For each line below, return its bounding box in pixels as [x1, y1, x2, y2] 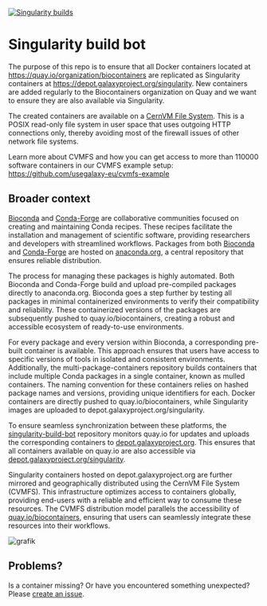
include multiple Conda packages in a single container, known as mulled [8, 371, 245, 380]
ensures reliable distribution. [8, 255, 102, 265]
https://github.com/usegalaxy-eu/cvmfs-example [8, 168, 170, 179]
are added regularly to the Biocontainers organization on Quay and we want [8, 87, 257, 96]
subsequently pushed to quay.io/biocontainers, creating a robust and [8, 313, 235, 323]
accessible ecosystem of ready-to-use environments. [8, 321, 185, 331]
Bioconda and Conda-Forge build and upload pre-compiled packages [8, 279, 237, 289]
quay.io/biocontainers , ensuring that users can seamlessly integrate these [8, 512, 251, 521]
